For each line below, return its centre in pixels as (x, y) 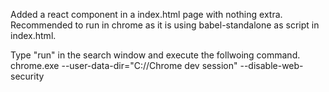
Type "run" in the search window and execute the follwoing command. (155, 55)
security (27, 76)
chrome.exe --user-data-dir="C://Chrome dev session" (124, 65)
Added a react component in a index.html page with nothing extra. (146, 14)
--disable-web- (271, 65)
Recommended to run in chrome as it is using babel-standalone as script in (165, 25)
